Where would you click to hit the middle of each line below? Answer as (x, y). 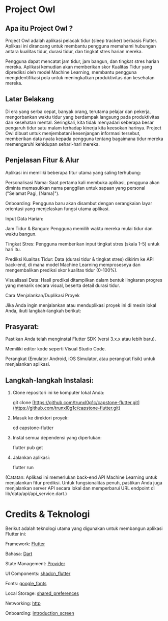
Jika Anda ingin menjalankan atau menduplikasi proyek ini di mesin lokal (81, 305)
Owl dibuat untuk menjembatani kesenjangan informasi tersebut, (73, 133)
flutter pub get (28, 448)
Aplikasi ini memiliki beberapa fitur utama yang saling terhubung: (73, 172)
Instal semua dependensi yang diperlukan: (57, 438)
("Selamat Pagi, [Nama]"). (32, 193)
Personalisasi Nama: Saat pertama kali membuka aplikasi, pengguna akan (82, 182)
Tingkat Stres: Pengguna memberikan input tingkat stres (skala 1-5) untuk (82, 243)
